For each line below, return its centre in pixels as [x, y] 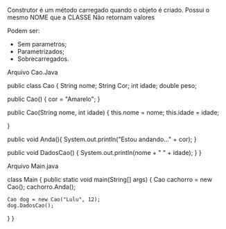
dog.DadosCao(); [31, 205]
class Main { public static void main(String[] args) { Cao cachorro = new [110, 180]
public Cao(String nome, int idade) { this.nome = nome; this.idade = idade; [113, 112]
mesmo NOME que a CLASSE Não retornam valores [81, 17]
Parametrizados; [41, 52]
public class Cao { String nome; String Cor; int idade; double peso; [102, 85]
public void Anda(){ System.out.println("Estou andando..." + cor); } [102, 139]
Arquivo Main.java [33, 166]
